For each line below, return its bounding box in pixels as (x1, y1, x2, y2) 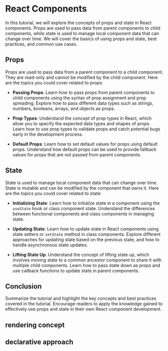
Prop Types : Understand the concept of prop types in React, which (12, 115, 152, 121)
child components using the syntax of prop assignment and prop (12, 95, 146, 101)
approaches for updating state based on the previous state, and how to (12, 236, 159, 242)
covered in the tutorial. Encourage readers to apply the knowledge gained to (5, 301, 163, 307)
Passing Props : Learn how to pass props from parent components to (12, 89, 155, 96)
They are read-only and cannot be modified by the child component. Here (5, 74, 158, 80)
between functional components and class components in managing (12, 211, 154, 217)
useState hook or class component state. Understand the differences (12, 205, 155, 211)
